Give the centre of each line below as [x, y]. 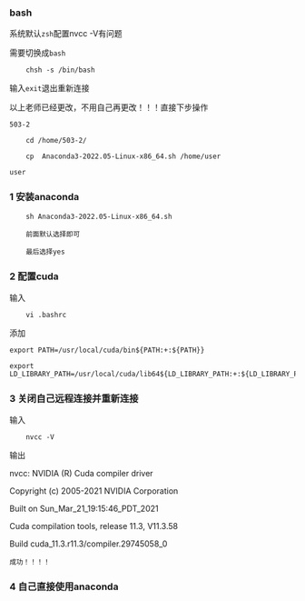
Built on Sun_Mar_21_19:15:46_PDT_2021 [84, 509]
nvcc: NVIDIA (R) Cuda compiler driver [81, 474]
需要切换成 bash [38, 53]
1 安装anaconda [44, 197]
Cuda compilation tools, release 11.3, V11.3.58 [94, 526]
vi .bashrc [46, 315]
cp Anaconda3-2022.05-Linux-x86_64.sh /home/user [123, 156]
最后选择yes [45, 252]
